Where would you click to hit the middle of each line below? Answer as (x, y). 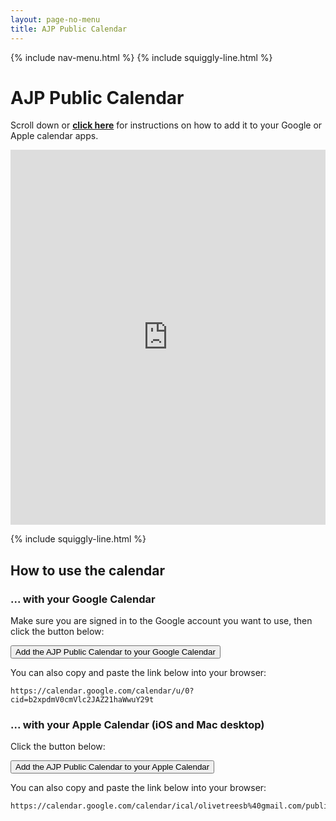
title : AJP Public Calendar (69, 29)
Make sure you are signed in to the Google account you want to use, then (161, 621)
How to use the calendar (88, 570)
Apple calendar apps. (54, 136)
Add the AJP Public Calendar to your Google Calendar (115, 652)
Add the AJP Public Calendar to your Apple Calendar (112, 767)
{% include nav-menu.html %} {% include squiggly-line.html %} (141, 57)
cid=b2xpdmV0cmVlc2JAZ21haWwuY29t (82, 700)
